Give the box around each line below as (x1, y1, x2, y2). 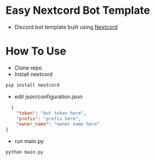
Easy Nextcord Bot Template (5, 4, 151, 17)
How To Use (5, 44, 67, 58)
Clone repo (14, 64, 43, 71)
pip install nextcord (5, 82, 60, 88)
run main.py (14, 138, 44, 145)
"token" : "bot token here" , (16, 110, 86, 116)
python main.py (5, 149, 44, 156)
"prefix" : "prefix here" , (16, 116, 82, 121)
